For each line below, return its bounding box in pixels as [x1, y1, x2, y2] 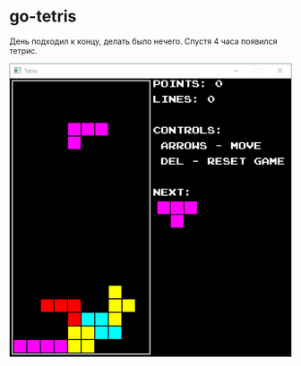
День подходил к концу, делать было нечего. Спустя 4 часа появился [9, 36, 278, 47]
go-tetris [9, 6, 77, 27]
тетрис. [9, 45, 39, 55]
